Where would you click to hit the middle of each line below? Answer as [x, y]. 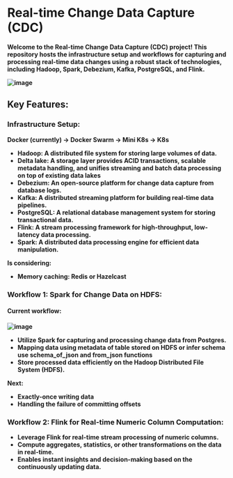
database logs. [39, 190]
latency [29, 234]
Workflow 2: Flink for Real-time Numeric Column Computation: [115, 422]
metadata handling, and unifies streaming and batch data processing [119, 168]
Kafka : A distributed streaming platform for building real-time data [115, 197]
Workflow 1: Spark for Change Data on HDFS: [85, 294]
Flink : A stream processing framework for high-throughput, [105, 227]
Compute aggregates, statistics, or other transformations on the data [119, 445]
